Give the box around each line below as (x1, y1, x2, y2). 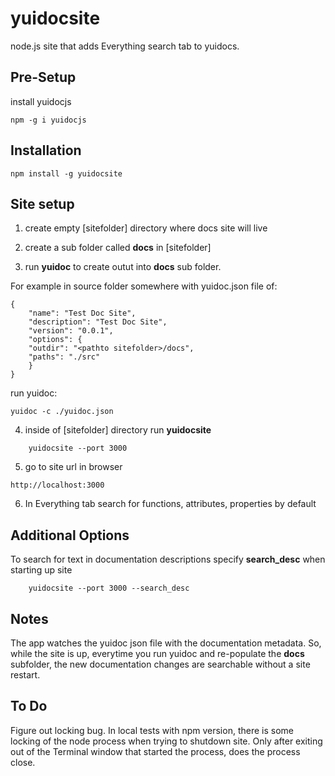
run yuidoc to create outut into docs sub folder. (24, 261, 222, 273)
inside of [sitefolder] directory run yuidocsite (24, 424, 212, 436)
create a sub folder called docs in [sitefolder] (24, 242, 212, 254)
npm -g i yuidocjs (10, 115, 87, 125)
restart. (10, 669, 41, 681)
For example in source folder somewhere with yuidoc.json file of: (10, 280, 278, 292)
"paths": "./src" (28, 352, 101, 362)
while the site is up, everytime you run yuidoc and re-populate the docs (10, 648, 305, 659)
